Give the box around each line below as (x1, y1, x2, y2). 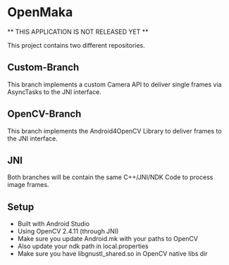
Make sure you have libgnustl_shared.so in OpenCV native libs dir (17, 250, 208, 258)
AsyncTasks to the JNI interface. (7, 87, 102, 96)
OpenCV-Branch (7, 108, 82, 120)
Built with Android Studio (17, 219, 90, 228)
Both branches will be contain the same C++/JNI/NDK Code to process (7, 173, 213, 181)
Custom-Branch (7, 61, 80, 74)
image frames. (7, 181, 49, 189)
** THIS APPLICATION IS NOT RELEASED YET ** (7, 27, 149, 36)
